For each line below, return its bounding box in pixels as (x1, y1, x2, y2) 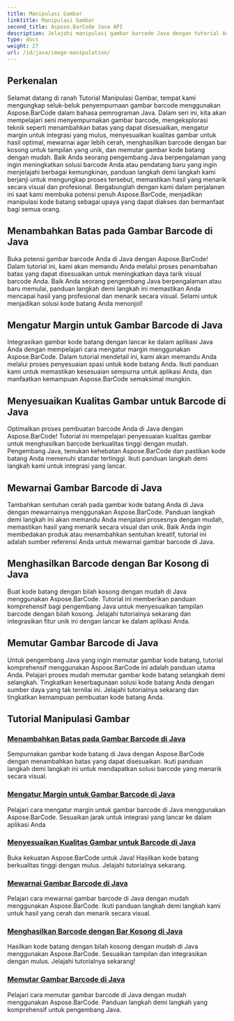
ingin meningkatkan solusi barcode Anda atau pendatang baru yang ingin (7, 160, 217, 168)
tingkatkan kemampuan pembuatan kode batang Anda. (7, 693, 165, 701)
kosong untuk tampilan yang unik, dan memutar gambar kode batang (7, 145, 205, 154)
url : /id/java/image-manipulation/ (7, 50, 111, 57)
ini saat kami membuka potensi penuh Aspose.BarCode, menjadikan (7, 190, 203, 198)
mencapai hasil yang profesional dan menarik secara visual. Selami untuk (7, 291, 218, 300)
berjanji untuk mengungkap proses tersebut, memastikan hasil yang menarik (7, 175, 227, 184)
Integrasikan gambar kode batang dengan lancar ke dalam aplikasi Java (7, 338, 214, 346)
